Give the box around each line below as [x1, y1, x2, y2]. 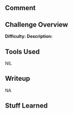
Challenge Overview [5, 20, 68, 29]
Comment [5, 4, 36, 12]
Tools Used [5, 47, 40, 56]
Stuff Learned [5, 102, 48, 110]
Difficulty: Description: [5, 34, 53, 39]
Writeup [5, 75, 30, 83]
